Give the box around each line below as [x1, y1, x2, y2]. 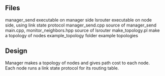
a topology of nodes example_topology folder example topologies [5, 32, 138, 38]
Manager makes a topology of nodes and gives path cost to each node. [5, 60, 150, 66]
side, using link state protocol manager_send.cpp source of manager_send [5, 22, 157, 28]
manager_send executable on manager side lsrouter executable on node [5, 17, 152, 23]
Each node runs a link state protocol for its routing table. [5, 65, 119, 71]
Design [5, 47, 28, 55]
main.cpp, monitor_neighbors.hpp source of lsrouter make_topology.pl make [5, 27, 160, 33]
